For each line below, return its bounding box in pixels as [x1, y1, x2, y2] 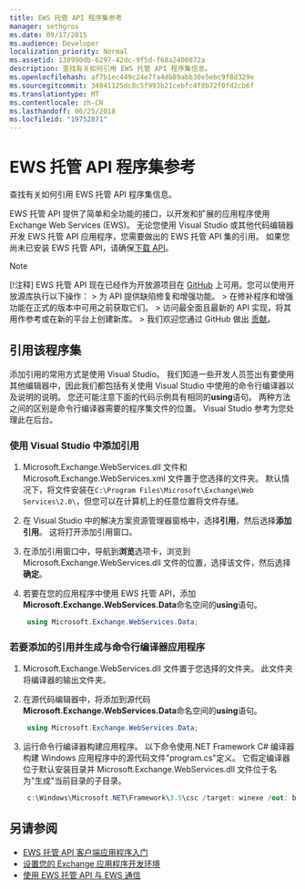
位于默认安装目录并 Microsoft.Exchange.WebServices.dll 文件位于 [22, 764, 269, 775]
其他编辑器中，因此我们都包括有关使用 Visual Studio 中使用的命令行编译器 [9, 380, 287, 391]
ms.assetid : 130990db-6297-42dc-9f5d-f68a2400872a [9, 56, 206, 65]
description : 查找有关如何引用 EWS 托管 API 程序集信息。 [9, 65, 212, 74]
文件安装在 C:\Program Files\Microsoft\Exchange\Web [54, 485, 254, 496]
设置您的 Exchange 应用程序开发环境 [22, 858, 161, 869]
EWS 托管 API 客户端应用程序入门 [22, 846, 148, 857]
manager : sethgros [9, 22, 79, 31]
